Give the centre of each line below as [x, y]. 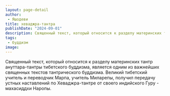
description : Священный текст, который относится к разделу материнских [83, 33]
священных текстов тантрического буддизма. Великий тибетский [76, 72]
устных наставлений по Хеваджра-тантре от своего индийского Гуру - [82, 83]
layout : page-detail [27, 10]
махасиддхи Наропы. [28, 88]
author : [13, 15]
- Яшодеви [18, 19]
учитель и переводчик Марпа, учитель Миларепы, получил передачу [80, 77]
